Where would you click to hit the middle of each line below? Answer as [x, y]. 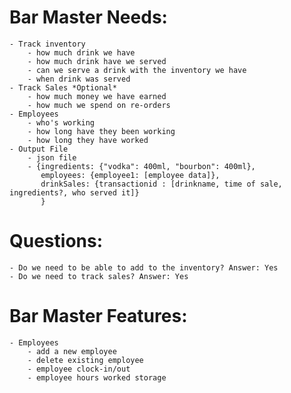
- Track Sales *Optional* [63, 87]
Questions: [56, 241]
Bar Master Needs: [88, 17]
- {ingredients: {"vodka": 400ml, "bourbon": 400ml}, [141, 166]
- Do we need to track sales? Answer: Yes [99, 276]
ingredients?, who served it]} [74, 192]
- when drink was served [79, 79]
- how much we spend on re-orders [99, 105]
